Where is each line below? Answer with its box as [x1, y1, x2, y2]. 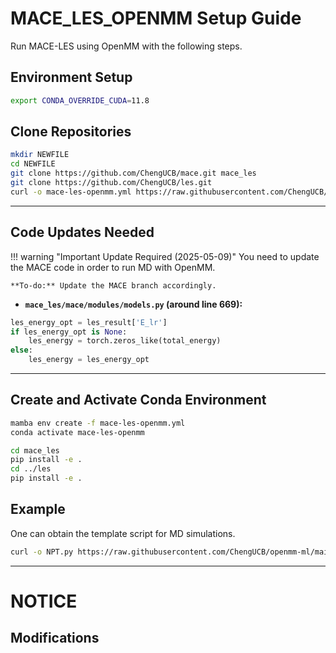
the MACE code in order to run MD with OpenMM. [10, 261, 216, 273]
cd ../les [10, 464, 52, 474]
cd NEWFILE [10, 159, 56, 169]
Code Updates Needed [10, 224, 155, 241]
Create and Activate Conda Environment [10, 392, 267, 409]
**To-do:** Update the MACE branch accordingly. [10, 280, 217, 291]
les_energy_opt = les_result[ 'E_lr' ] [10, 317, 168, 327]
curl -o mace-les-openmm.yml [10, 187, 132, 197]
